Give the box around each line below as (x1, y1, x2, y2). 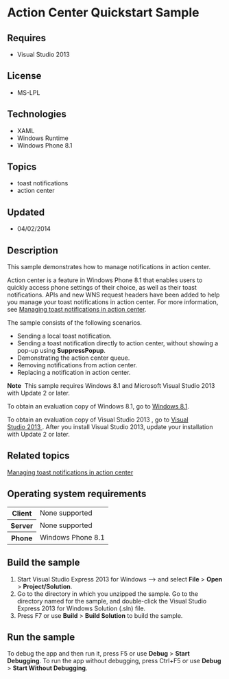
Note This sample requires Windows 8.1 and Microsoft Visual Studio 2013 (7, 382, 215, 390)
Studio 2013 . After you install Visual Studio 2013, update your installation (7, 423, 213, 431)
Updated (7, 206, 45, 218)
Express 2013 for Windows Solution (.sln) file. (16, 604, 146, 612)
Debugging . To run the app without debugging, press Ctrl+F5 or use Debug (7, 657, 221, 665)
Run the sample (7, 631, 75, 643)
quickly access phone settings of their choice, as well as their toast (7, 284, 197, 292)
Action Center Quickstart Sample (7, 5, 200, 21)
